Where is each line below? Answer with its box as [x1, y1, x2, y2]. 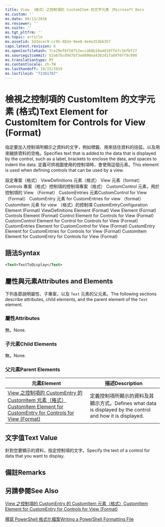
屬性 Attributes [5, 315, 40, 322]
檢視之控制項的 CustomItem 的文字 [5, 94, 147, 105]
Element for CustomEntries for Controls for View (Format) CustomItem [5, 228, 147, 234]
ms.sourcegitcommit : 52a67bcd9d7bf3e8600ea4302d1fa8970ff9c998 [5, 53, 137, 58]
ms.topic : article [5, 35, 43, 40]
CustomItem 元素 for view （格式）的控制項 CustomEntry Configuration [5, 202, 148, 208]
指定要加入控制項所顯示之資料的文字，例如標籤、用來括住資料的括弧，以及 [5, 144, 156, 150]
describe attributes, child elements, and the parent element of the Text [5, 297, 148, 303]
